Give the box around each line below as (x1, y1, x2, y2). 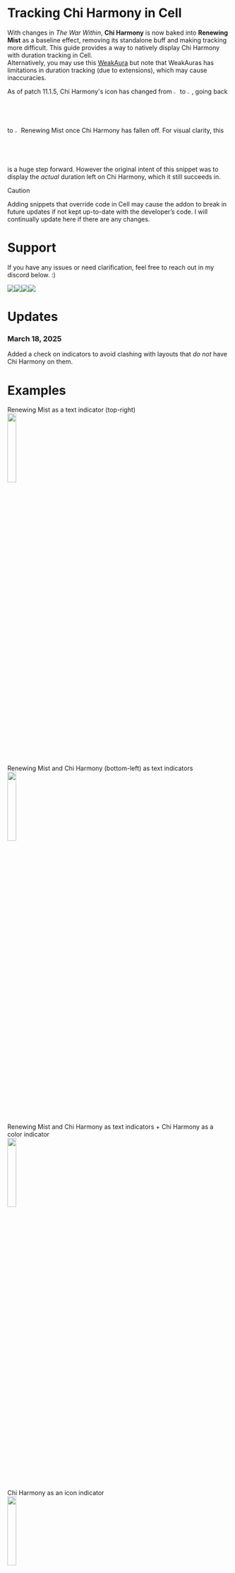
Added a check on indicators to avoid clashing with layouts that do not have (7, 350, 228, 359)
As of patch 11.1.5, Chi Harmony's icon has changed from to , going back (7, 87, 228, 95)
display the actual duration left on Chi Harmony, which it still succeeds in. (7, 172, 221, 181)
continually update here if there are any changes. (7, 214, 150, 224)
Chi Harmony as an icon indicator (7, 1489, 104, 1497)
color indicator (7, 1130, 50, 1139)
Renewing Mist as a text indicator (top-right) (7, 405, 136, 414)
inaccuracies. (7, 73, 47, 82)
